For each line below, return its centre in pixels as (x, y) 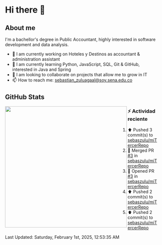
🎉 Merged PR (141, 150)
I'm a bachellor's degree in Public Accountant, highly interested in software (80, 39)
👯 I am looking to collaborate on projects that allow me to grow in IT (80, 74)
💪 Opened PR (141, 171)
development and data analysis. (37, 45)
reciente (138, 119)
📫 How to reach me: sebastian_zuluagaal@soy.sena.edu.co (72, 80)
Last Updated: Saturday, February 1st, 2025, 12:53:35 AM (62, 237)
